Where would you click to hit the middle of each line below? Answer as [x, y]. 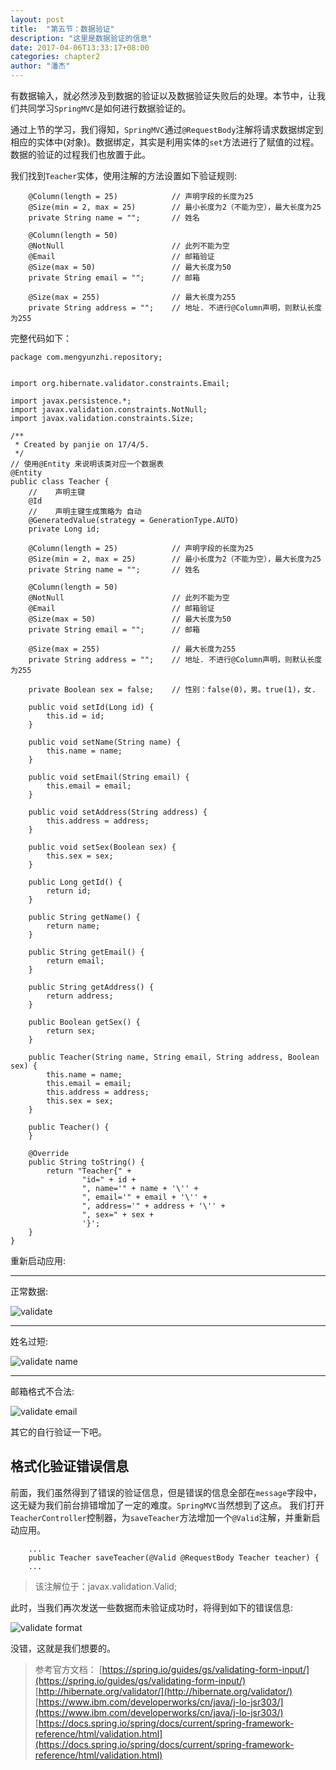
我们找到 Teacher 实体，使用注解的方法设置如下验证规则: [124, 175]
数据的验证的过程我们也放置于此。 [80, 154]
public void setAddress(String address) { [118, 812]
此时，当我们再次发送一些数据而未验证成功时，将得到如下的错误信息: [152, 1607]
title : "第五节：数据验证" [62, 29]
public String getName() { [84, 917]
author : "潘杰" [40, 66]
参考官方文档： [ [68, 1669]
